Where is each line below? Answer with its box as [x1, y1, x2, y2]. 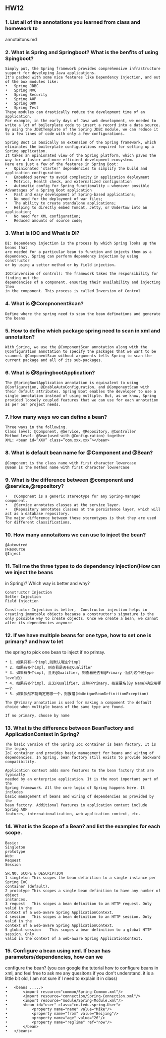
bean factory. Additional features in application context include [5, 803, 148, 808]
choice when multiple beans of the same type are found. [5, 704, 125, 709]
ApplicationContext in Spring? [5, 730, 80, 737]
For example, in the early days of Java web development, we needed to [5, 118, 156, 123]
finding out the [5, 275, 39, 281]
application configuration [5, 170, 61, 175]
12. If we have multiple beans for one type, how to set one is [5, 632, 152, 639]
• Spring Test [5, 105, 39, 110]
